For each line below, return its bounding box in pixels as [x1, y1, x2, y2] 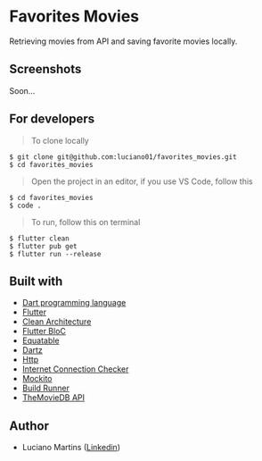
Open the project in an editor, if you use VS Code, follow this [30, 176, 253, 187]
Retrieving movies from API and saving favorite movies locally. [9, 36, 238, 46]
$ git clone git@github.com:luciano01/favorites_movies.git [9, 152, 238, 162]
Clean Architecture [21, 316, 92, 327]
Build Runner [21, 382, 70, 394]
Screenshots [9, 62, 82, 77]
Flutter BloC [21, 326, 67, 337]
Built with [9, 273, 63, 289]
